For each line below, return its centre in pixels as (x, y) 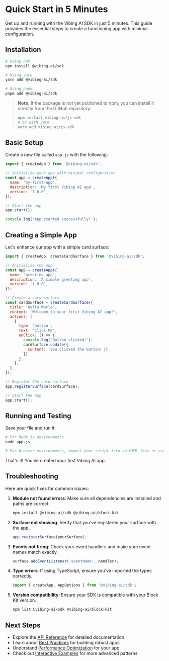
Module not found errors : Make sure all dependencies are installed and (87, 498)
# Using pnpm (19, 89)
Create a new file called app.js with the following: (57, 155)
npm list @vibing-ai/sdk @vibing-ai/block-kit (62, 610)
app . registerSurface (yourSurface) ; (50, 537)
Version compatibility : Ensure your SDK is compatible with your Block (85, 595)
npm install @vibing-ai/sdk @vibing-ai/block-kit (66, 513)
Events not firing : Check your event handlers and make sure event (81, 546)
